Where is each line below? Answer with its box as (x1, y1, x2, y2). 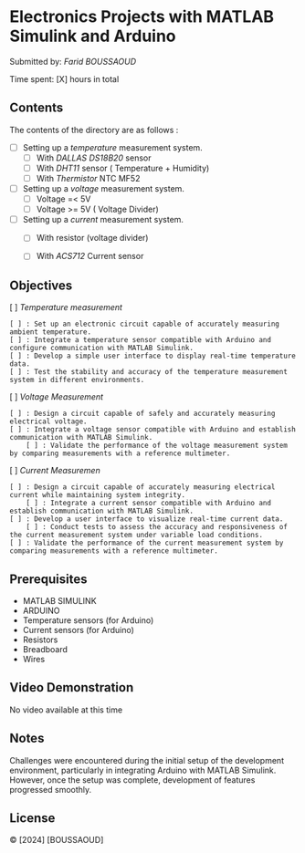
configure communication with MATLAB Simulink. (9, 344, 195, 353)
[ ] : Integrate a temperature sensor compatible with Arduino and (9, 336, 272, 345)
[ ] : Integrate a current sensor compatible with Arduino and (26, 499, 272, 508)
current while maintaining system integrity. (9, 491, 185, 500)
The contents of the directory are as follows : (9, 124, 179, 135)
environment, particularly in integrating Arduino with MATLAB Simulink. (9, 765, 277, 775)
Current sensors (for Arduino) (22, 625, 135, 635)
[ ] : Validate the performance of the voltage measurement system (26, 441, 288, 451)
